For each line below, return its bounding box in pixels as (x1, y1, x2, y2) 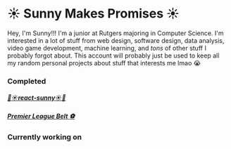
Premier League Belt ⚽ (7, 112, 75, 120)
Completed (7, 76, 46, 86)
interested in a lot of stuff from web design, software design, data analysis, (7, 36, 225, 44)
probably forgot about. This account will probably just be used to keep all (7, 51, 220, 60)
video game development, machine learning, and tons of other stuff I (7, 44, 206, 52)
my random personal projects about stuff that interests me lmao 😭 (7, 58, 201, 67)
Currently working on (7, 132, 82, 142)
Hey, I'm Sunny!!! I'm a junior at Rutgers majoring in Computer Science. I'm (7, 29, 224, 37)
